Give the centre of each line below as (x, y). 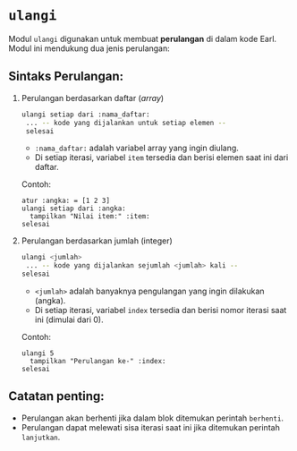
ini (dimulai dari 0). (69, 319)
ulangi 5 (38, 353)
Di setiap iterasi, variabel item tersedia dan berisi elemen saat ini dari (161, 157)
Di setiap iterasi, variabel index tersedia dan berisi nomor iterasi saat (161, 310)
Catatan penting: (56, 396)
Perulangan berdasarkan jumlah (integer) (97, 241)
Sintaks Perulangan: (66, 77)
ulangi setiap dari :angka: (73, 208)
